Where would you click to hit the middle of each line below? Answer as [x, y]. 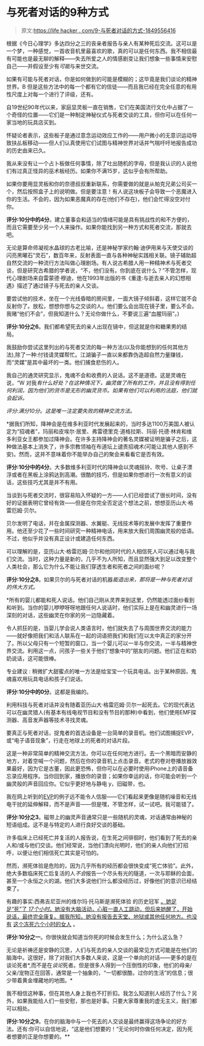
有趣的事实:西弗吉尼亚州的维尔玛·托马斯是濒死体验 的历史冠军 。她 [89, 901]
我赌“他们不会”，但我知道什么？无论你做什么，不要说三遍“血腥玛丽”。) [93, 313]
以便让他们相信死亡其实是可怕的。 [59, 853]
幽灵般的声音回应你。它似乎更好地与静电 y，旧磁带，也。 [77, 784]
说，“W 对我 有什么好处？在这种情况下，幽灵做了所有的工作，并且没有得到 [98, 383]
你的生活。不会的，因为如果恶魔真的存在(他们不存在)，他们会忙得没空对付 [98, 199]
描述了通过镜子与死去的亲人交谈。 [59, 285]
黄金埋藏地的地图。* [48, 980]
